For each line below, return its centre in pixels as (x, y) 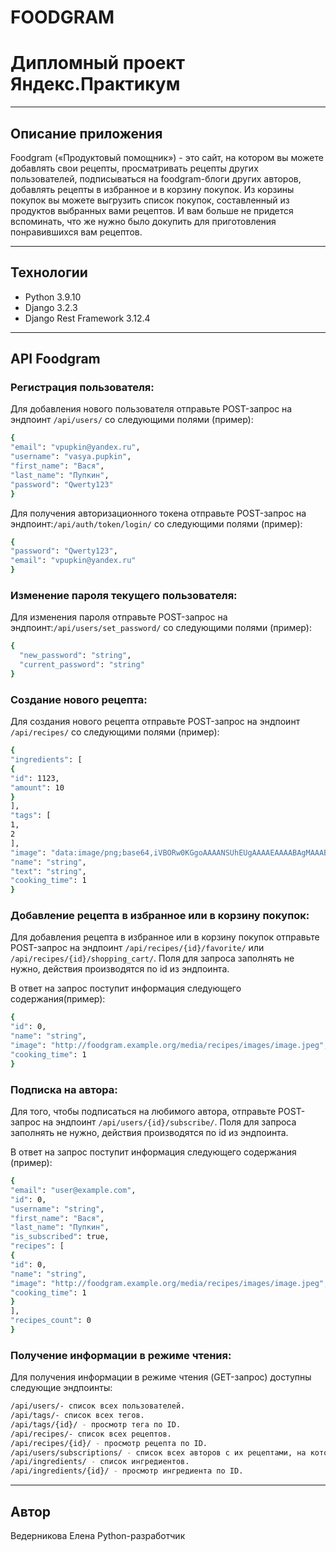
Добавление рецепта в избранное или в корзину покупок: (160, 916)
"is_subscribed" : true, (60, 1237)
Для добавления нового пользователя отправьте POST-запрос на (151, 409)
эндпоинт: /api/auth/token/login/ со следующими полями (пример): (156, 523)
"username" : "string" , (57, 1209)
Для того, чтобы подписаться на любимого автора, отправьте (143, 1111)
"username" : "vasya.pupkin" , (71, 457)
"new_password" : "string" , (75, 656)
